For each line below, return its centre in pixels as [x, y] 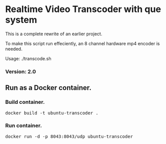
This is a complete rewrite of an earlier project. [54, 34]
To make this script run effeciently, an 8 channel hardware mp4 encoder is [82, 43]
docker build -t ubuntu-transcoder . [52, 113]
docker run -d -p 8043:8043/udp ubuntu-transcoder [69, 136]
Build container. [25, 102]
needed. [14, 49]
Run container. [23, 125]
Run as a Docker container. [48, 88]
